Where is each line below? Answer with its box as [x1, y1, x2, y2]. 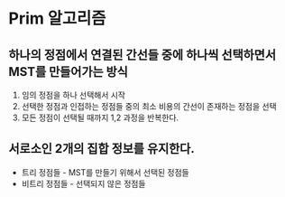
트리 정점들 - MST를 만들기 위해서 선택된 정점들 [21, 166, 190, 177]
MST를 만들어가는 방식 [8, 64, 128, 80]
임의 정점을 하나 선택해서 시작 [21, 89, 125, 100]
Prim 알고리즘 [8, 8, 106, 29]
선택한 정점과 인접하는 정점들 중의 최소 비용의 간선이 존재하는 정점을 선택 [21, 101, 277, 111]
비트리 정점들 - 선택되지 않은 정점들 [21, 178, 146, 189]
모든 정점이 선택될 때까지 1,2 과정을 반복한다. [21, 112, 179, 123]
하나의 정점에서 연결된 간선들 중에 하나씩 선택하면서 [8, 47, 277, 62]
